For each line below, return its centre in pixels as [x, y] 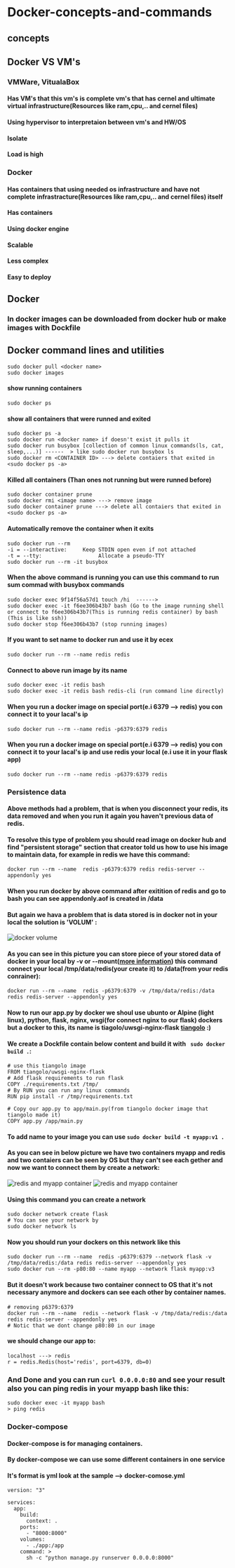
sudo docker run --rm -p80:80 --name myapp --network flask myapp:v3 [111, 1269]
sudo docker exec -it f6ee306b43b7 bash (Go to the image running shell [116, 606]
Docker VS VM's [44, 61]
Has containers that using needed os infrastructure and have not [103, 189]
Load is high [25, 154]
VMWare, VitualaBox [43, 81]
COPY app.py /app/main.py [45, 1121]
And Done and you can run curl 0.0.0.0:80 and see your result [116, 1379]
